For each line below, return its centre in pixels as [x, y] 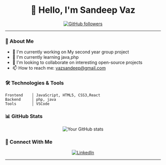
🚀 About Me [20, 41]
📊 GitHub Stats [24, 117]
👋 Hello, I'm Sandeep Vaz [83, 10]
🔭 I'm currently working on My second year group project [71, 52]
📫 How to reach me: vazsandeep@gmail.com [59, 68]
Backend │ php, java [31, 99]
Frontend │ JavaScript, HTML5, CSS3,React [53, 95]
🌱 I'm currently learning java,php [45, 57]
